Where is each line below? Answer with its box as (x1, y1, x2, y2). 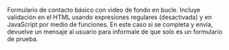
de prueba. (7, 35, 39, 43)
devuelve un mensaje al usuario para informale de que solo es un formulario (7, 27, 223, 36)
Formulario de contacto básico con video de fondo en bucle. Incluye (7, 6, 201, 14)
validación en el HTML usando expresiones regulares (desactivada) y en (7, 13, 212, 21)
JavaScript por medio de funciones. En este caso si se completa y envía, (7, 21, 213, 28)
